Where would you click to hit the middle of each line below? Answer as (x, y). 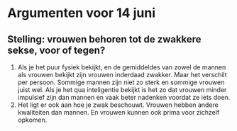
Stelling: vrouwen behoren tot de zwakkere (104, 39)
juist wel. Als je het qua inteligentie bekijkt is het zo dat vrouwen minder (122, 90)
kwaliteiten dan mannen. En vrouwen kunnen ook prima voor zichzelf (118, 112)
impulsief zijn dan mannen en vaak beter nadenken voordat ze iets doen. (124, 97)
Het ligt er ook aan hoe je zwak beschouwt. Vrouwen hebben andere (118, 105)
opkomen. (32, 120)
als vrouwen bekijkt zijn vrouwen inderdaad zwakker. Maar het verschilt (122, 75)
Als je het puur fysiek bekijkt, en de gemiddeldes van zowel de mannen (122, 67)
